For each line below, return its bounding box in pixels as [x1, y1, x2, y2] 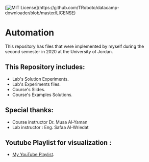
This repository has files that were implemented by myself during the [5, 43, 144, 49]
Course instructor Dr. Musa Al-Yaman [12, 119, 88, 125]
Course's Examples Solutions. [12, 92, 73, 97]
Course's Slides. [12, 86, 46, 92]
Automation [5, 27, 54, 38]
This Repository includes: [5, 63, 85, 71]
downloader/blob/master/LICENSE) [5, 10, 76, 16]
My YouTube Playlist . [12, 152, 55, 158]
